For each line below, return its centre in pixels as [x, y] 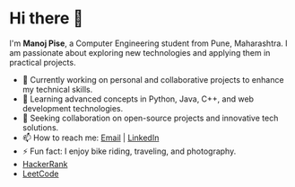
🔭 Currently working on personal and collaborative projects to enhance [153, 79]
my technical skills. [57, 89]
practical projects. [43, 62]
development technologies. [73, 108]
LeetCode [40, 174]
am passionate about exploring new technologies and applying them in [140, 52]
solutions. [40, 127]
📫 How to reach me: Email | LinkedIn [91, 138]
